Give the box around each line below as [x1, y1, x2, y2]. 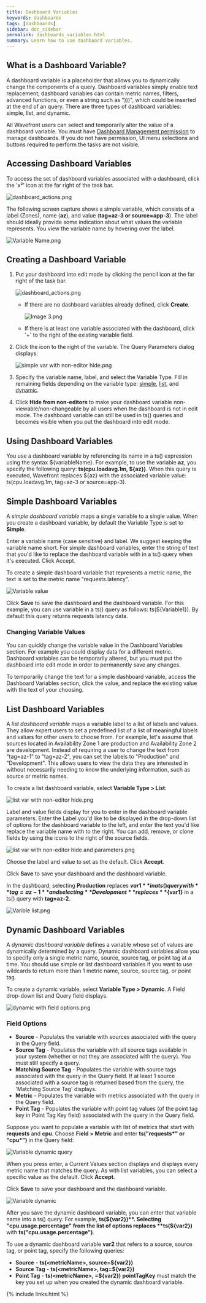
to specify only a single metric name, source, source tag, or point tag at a [6, 953, 191, 961]
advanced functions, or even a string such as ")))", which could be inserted [6, 96, 196, 103]
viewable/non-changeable [15, 405, 82, 412]
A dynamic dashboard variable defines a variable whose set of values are [6, 941, 193, 948]
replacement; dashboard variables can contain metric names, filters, [6, 90, 179, 97]
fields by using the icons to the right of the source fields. [6, 834, 150, 842]
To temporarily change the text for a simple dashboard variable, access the [6, 673, 196, 681]
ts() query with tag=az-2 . [6, 895, 71, 902]
